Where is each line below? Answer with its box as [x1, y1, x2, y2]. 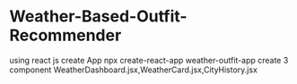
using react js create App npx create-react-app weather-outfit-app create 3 [9, 55, 289, 65]
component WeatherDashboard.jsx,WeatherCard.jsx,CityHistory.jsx [9, 64, 258, 75]
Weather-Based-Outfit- [9, 6, 188, 27]
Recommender [9, 25, 122, 46]
